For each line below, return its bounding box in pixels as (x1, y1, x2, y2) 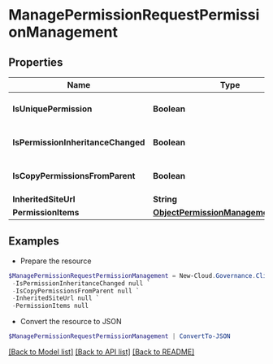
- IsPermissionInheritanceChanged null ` (11, 279, 151, 288)
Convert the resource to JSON (19, 317, 122, 327)
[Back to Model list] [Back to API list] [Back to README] (8, 347, 195, 357)
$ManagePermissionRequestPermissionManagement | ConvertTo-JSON (8, 332, 231, 340)
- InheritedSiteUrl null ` (11, 294, 100, 302)
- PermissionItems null (11, 302, 89, 310)
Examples (8, 234, 59, 249)
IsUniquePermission (12, 103, 93, 115)
